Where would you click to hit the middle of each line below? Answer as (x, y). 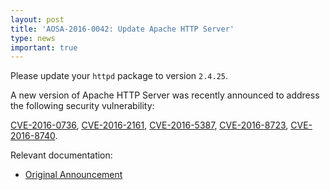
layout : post (37, 19)
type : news (33, 38)
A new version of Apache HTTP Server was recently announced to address (165, 95)
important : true (44, 47)
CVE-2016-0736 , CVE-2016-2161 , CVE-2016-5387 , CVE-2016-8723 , (149, 125)
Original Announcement (73, 175)
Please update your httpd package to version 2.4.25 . (119, 76)
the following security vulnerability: (82, 106)
